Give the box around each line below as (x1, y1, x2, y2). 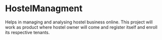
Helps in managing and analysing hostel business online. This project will (5, 19, 153, 25)
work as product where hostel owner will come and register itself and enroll (5, 24, 158, 30)
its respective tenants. (5, 29, 50, 35)
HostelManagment (5, 3, 82, 14)
